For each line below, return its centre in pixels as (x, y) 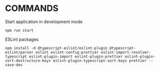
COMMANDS (32, 8)
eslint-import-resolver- (126, 52)
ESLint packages (22, 39)
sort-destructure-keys (28, 60)
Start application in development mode (44, 22)
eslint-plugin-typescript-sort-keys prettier (100, 60)
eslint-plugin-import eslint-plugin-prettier (76, 56)
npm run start (19, 30)
